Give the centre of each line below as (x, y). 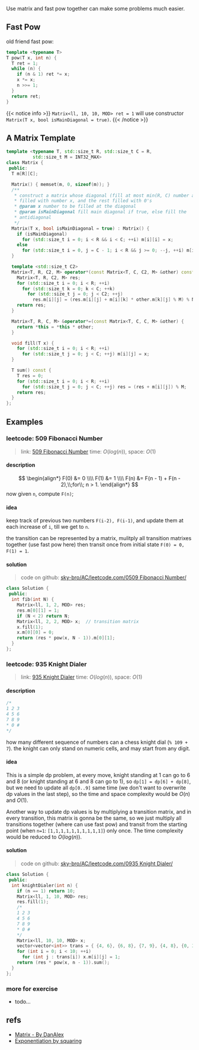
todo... (23, 1001)
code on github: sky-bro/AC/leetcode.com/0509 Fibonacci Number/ (103, 577)
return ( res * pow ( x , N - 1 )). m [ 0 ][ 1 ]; (66, 638)
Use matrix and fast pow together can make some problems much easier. (96, 9)
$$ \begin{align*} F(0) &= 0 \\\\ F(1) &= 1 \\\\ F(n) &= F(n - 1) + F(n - (99, 479)
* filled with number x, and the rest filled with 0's (83, 201)
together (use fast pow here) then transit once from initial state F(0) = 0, (95, 545)
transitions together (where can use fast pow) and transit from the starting (97, 824)
